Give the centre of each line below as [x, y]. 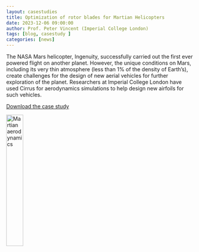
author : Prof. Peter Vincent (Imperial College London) [77, 28]
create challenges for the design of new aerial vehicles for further [87, 76]
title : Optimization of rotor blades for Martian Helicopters [85, 17]
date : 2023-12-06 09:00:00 [40, 23]
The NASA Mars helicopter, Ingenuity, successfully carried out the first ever [99, 57]
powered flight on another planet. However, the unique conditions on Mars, [99, 63]
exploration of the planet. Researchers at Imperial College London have [94, 82]
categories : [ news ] [31, 40]
